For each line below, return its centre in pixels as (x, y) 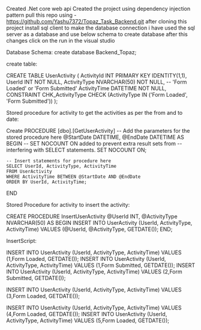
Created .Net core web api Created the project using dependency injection (98, 9)
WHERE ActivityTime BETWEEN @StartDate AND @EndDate (73, 177)
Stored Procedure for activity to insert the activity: (68, 205)
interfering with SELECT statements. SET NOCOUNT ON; (76, 150)
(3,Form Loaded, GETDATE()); (43, 296)
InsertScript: (22, 241)
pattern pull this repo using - (41, 15)
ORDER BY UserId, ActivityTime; (46, 182)
